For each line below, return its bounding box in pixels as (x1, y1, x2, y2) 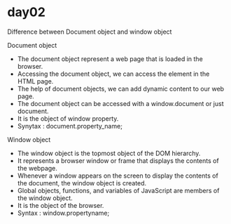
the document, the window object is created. (17, 178, 147, 187)
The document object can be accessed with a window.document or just (17, 99, 224, 107)
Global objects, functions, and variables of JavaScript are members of (17, 186, 220, 195)
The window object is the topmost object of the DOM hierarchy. (17, 149, 201, 157)
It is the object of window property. (17, 114, 119, 123)
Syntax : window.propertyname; (17, 209, 110, 217)
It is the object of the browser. (17, 201, 104, 209)
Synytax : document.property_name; (17, 121, 122, 130)
